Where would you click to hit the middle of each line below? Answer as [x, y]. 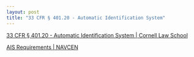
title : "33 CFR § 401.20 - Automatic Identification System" [86, 18]
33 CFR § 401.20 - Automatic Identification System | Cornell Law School [97, 35]
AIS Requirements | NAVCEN [42, 47]
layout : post [23, 12]
